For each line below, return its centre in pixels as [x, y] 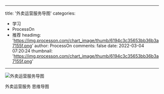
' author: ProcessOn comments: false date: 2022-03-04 [88, 46]
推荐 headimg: [27, 35]
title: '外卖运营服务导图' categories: [40, 13]
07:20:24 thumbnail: [32, 51]
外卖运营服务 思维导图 [27, 86]
